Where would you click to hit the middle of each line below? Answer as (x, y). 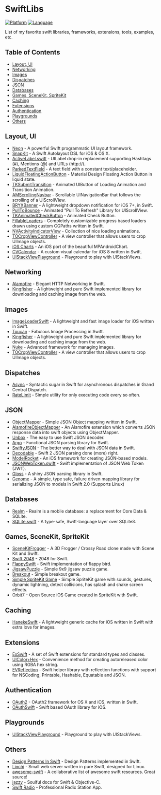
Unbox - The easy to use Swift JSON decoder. (58, 437)
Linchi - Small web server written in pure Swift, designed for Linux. (79, 766)
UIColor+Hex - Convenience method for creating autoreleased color (80, 660)
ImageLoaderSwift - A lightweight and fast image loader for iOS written (83, 321)
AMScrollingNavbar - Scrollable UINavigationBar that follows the (76, 195)
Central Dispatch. (29, 390)
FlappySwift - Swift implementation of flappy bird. (62, 564)
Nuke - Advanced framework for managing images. (63, 347)
